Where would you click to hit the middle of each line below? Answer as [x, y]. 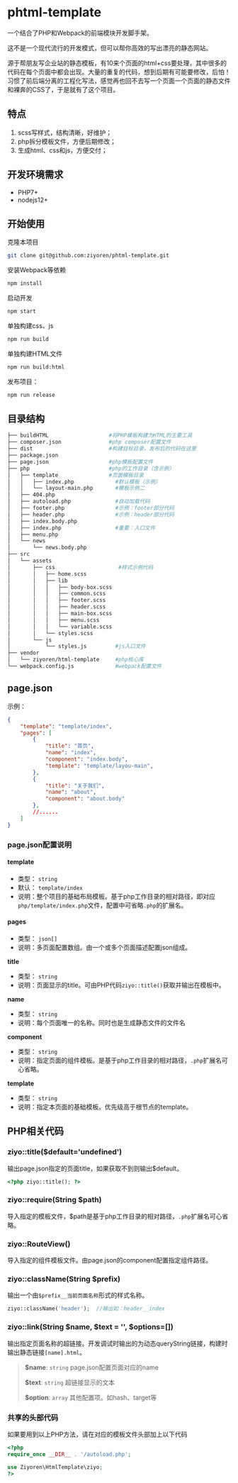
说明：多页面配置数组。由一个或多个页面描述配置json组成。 [104, 947]
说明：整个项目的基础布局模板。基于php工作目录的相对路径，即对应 [117, 896]
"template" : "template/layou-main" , [99, 766]
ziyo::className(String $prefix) [64, 1279]
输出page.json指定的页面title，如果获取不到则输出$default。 [95, 1168]
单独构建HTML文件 [35, 353]
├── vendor [23, 653]
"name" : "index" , [71, 753]
